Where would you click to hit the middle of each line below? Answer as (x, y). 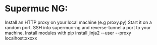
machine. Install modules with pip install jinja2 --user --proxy (68, 33)
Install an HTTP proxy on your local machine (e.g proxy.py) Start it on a (78, 22)
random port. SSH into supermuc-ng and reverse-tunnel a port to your (78, 27)
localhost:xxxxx (21, 38)
